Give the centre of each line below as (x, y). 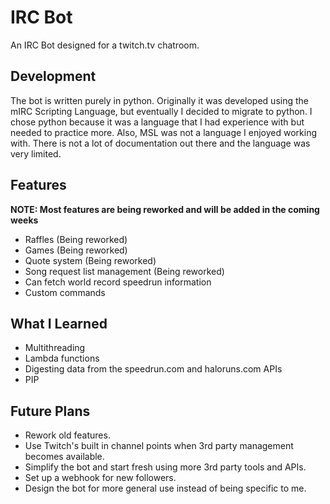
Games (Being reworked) (76, 250)
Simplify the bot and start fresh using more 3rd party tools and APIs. (165, 467)
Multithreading (55, 348)
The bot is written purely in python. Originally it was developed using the (159, 100)
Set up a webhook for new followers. (100, 478)
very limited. (36, 153)
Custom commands (65, 292)
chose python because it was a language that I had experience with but (157, 122)
